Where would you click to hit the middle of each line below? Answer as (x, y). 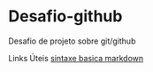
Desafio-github (65, 16)
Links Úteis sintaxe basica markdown (76, 58)
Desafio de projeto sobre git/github (72, 41)
